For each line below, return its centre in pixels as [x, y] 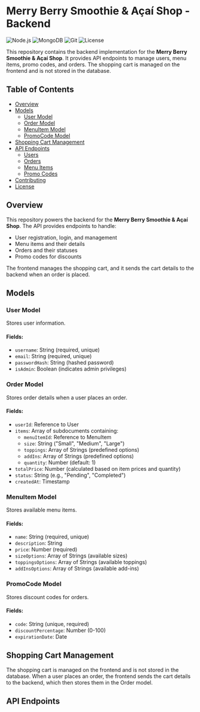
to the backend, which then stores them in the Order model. [80, 682]
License [24, 186]
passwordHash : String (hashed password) [64, 363]
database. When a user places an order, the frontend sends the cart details [99, 676]
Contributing [30, 180]
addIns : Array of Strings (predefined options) [79, 456]
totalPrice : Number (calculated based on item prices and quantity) [98, 468]
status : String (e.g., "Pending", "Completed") [70, 475]
